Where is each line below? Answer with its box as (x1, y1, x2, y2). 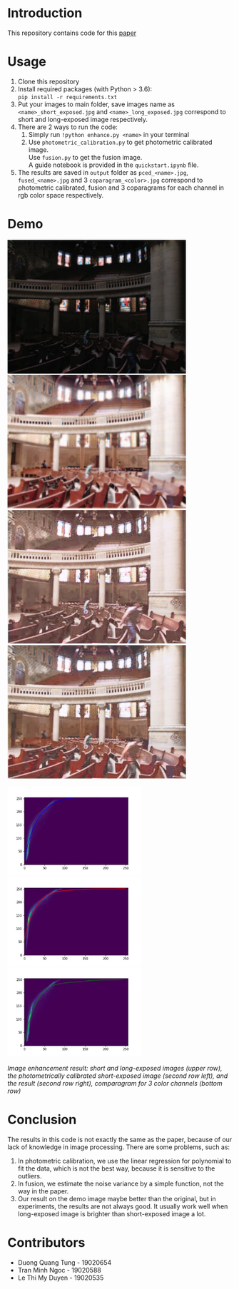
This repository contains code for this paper (7, 29, 137, 37)
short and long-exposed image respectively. (17, 115, 148, 123)
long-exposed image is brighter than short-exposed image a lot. (17, 1209, 206, 1218)
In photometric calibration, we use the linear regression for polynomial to (17, 1156, 232, 1165)
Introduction (7, 5, 83, 21)
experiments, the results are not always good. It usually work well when (17, 1202, 228, 1211)
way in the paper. (17, 1186, 69, 1196)
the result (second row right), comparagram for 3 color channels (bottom (7, 1079, 223, 1087)
